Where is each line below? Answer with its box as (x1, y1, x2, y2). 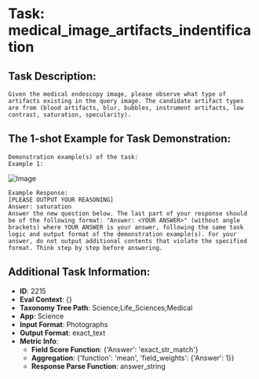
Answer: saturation (8, 202, 72, 211)
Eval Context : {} (19, 294, 72, 304)
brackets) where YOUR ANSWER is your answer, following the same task (8, 223, 244, 231)
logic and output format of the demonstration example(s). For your (8, 230, 237, 238)
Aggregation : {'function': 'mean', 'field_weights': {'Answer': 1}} (31, 353, 235, 362)
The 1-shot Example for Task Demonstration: (8, 132, 232, 145)
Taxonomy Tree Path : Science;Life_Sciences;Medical (19, 303, 193, 312)
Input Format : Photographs (19, 319, 108, 329)
